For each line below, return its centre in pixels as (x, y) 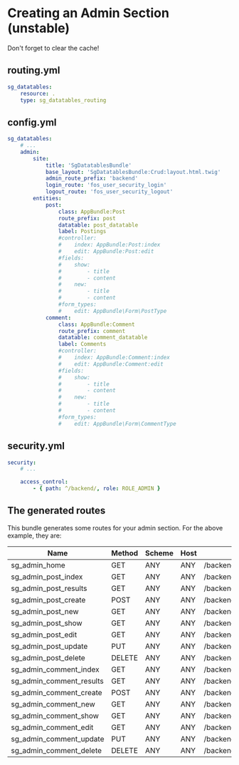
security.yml (36, 446)
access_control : (44, 482)
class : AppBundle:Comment (96, 324)
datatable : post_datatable (98, 225)
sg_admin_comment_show (55, 716)
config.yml (32, 122)
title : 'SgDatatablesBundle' (89, 165)
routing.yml (34, 70)
